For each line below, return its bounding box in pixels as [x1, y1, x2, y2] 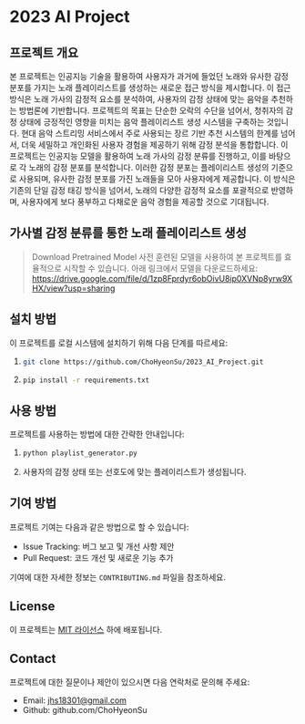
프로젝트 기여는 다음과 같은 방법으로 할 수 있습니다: [9, 522, 189, 533]
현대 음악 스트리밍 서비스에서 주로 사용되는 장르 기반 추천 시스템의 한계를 [21, 128, 280, 139]
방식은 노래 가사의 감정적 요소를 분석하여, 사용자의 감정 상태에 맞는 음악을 [9, 94, 269, 104]
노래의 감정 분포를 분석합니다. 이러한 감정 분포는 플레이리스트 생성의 [28, 162, 269, 172]
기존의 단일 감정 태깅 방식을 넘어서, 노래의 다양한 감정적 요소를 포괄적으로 [9, 185, 269, 195]
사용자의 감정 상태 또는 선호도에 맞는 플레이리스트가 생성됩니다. [22, 467, 248, 478]
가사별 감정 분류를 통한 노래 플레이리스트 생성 [9, 225, 248, 241]
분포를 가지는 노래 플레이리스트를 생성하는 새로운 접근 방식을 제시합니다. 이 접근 [9, 82, 291, 93]
